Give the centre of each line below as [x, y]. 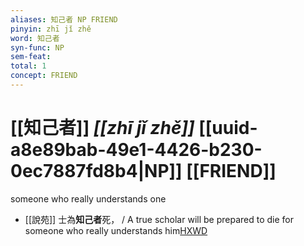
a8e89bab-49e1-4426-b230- [136, 150]
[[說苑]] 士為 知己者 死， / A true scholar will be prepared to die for [159, 219]
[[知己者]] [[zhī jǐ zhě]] [102, 128]
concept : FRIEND [44, 76]
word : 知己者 [35, 38]
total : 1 [28, 66]
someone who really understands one [88, 198]
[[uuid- [228, 128]
